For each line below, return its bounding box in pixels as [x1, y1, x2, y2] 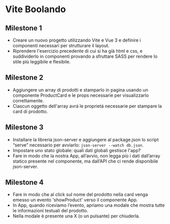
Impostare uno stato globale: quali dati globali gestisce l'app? [12, 147, 141, 153]
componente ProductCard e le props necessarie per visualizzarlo [12, 92, 149, 98]
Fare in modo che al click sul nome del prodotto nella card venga [12, 192, 148, 198]
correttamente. [12, 97, 44, 103]
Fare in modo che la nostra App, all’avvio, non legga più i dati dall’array [12, 153, 161, 159]
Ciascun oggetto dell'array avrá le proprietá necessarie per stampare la [12, 103, 162, 109]
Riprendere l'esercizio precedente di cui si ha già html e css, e [12, 48, 143, 54]
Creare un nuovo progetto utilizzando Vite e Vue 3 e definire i [12, 37, 141, 43]
